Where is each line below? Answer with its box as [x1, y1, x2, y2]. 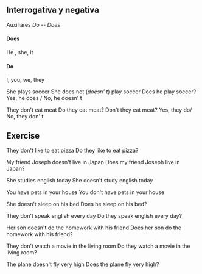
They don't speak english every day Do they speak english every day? [6, 212, 183, 220]
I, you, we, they [6, 76, 44, 84]
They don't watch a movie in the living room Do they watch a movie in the [6, 242, 190, 250]
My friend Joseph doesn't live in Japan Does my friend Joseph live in [6, 159, 181, 166]
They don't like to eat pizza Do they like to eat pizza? [6, 146, 139, 154]
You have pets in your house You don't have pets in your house [6, 189, 165, 196]
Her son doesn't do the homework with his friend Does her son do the [6, 224, 181, 231]
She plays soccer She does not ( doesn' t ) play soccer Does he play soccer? [6, 88, 197, 95]
